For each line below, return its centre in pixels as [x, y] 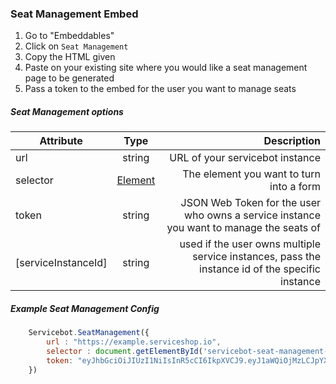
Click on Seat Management [76, 46]
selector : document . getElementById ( [124, 351]
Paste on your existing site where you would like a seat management [166, 68]
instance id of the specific [260, 269]
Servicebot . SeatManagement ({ [89, 333]
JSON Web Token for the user [250, 203]
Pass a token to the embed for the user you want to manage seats [160, 89]
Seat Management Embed [74, 14]
